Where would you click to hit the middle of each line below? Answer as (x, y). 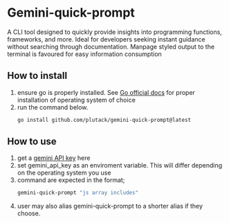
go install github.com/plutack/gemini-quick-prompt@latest (104, 120)
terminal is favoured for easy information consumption (85, 54)
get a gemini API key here (54, 158)
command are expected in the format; (71, 180)
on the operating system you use (64, 173)
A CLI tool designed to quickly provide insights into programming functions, (115, 32)
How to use (32, 142)
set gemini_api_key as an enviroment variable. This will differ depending (120, 166)
